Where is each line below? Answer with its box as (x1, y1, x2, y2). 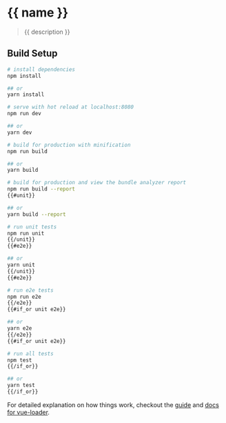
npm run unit (7, 230, 45, 237)
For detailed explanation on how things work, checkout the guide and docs (7, 400, 219, 409)
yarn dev (7, 129, 32, 136)
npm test (7, 357, 32, 364)
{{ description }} (23, 28, 70, 36)
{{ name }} (7, 5, 69, 21)
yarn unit (7, 262, 36, 268)
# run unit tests (7, 223, 57, 230)
